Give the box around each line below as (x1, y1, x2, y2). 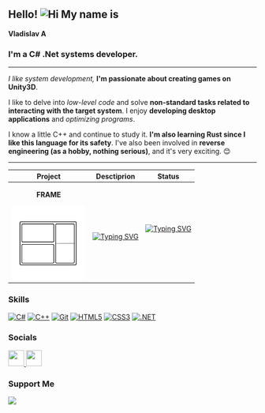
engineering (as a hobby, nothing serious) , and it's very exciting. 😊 (8, 147, 231, 156)
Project (36, 171, 62, 181)
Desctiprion (95, 171, 136, 181)
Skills (8, 294, 30, 305)
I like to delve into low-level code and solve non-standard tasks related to (8, 98, 250, 107)
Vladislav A (8, 28, 47, 38)
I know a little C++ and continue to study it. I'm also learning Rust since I (8, 130, 246, 139)
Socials (8, 332, 37, 343)
